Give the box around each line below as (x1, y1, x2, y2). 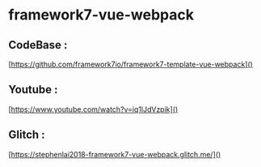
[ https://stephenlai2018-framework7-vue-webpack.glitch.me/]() (8, 149, 221, 159)
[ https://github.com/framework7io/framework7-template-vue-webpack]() (8, 59, 253, 69)
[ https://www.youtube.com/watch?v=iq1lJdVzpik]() (8, 104, 179, 114)
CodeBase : (8, 38, 68, 52)
